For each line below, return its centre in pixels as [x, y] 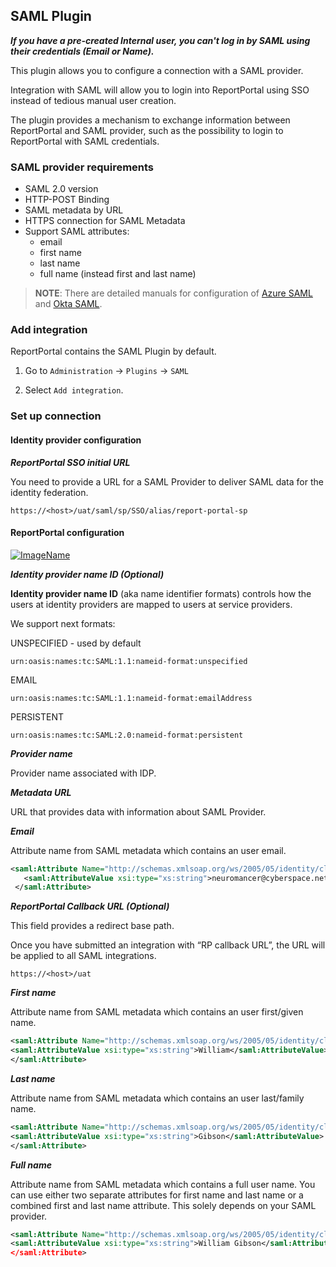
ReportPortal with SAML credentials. [85, 141]
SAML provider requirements [82, 167]
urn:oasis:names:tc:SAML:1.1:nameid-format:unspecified [129, 661]
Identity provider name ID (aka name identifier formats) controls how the [161, 593]
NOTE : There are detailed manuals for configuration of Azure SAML [173, 293]
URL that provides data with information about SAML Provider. [138, 811]
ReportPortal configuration [67, 533]
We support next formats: [63, 623]
